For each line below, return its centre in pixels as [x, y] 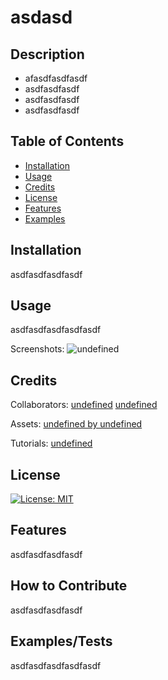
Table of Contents [67, 141]
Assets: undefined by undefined [76, 424]
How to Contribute [69, 586]
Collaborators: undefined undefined [84, 405]
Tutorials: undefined [51, 443]
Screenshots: [37, 349]
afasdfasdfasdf [56, 78]
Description [47, 54]
